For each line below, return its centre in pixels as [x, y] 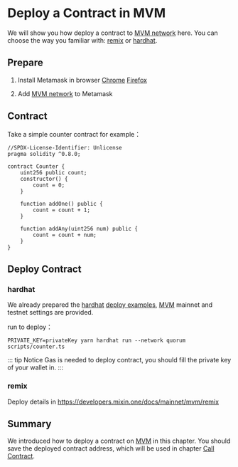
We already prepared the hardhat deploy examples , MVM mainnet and [110, 305]
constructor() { [44, 179]
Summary [29, 424]
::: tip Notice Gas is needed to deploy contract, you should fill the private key [119, 360]
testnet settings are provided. [50, 313]
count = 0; [49, 185]
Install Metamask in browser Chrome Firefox [82, 80]
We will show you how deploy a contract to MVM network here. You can [113, 33]
